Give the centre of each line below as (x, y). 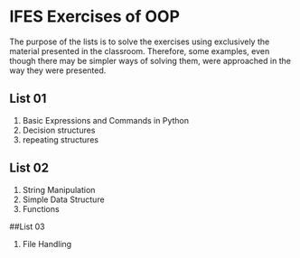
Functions (41, 208)
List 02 (29, 168)
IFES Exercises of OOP (95, 17)
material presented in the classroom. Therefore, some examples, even (140, 51)
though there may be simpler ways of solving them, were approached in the (150, 60)
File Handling (47, 244)
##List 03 (27, 226)
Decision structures (59, 130)
